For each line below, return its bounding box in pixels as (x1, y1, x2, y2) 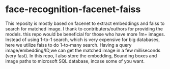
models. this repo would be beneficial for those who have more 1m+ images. (5, 31, 165, 37)
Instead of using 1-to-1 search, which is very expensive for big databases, (5, 37, 160, 43)
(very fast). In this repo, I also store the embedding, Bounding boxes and (5, 52, 157, 59)
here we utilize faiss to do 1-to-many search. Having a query (5, 42, 132, 48)
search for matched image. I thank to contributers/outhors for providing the (5, 25, 163, 31)
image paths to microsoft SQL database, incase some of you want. (5, 58, 145, 64)
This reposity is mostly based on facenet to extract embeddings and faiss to (5, 20, 165, 26)
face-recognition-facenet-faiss (5, 4, 141, 15)
